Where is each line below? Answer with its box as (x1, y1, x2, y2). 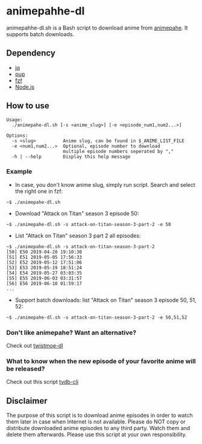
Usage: (6, 116, 23, 123)
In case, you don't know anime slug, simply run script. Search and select (14, 181, 196, 188)
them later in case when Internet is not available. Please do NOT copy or (6, 418, 186, 425)
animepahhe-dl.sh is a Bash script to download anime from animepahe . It (6, 24, 188, 31)
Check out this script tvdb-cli (6, 378, 79, 386)
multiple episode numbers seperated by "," (63, 148, 174, 154)
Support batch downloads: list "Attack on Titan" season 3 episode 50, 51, (14, 296, 197, 304)
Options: (6, 133, 28, 139)
